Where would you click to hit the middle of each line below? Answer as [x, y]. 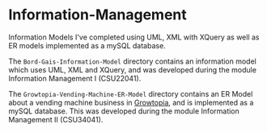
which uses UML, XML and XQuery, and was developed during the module [133, 69]
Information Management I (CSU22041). [75, 78]
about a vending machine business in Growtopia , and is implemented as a [131, 102]
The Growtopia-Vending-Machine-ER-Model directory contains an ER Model [131, 93]
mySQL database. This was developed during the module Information [124, 111]
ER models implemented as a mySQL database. [87, 45]
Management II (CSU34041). [56, 119]
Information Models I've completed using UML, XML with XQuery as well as [134, 37]
